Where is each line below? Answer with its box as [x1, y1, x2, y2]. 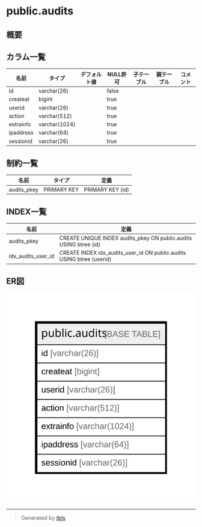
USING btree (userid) [59, 255, 112, 263]
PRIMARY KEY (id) [84, 186, 129, 193]
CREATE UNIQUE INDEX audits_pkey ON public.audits [59, 234, 192, 242]
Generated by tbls [20, 514, 66, 521]
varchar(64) [38, 129, 69, 136]
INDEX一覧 [6, 206, 47, 217]
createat [8, 96, 30, 103]
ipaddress [8, 129, 34, 136]
